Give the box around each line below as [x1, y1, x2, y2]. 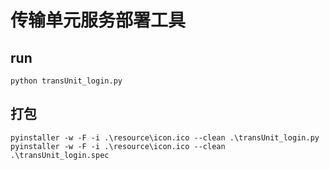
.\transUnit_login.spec [10, 150, 110, 160]
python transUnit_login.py [10, 76, 123, 86]
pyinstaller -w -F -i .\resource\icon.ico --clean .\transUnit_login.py [10, 132, 320, 143]
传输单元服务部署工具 [10, 9, 187, 32]
